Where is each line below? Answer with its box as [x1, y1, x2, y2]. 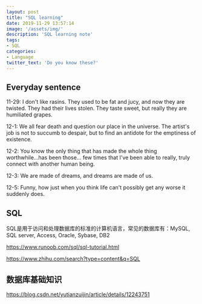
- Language [6, 54, 34, 60]
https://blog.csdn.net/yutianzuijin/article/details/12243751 [6, 291, 150, 298]
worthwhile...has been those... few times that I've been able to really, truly [6, 154, 191, 161]
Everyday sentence [6, 82, 81, 92]
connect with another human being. [6, 160, 95, 167]
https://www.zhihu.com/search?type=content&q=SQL [6, 255, 140, 263]
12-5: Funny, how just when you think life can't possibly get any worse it [6, 184, 186, 191]
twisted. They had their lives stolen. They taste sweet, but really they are [6, 104, 187, 112]
